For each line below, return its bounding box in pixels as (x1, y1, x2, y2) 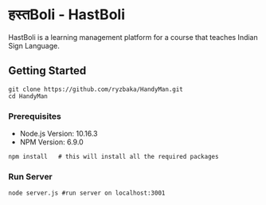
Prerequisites (8, 110, 61, 121)
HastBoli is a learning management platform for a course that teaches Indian (8, 32, 258, 41)
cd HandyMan (8, 92, 48, 101)
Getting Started (8, 64, 87, 77)
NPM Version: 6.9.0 (19, 137, 84, 147)
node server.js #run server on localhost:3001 (8, 189, 166, 197)
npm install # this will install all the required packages (8, 153, 219, 161)
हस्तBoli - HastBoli (8, 6, 126, 24)
